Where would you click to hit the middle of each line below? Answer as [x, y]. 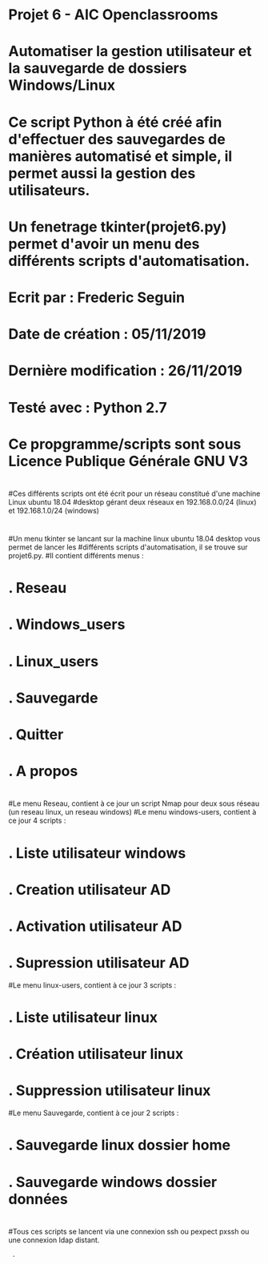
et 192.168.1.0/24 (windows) [54, 510]
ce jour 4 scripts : [37, 821]
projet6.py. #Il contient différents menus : [76, 556]
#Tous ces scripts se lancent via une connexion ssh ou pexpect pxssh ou [129, 1231]
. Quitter [36, 735]
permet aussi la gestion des [102, 173]
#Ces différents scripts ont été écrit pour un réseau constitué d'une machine [134, 493]
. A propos [43, 771]
